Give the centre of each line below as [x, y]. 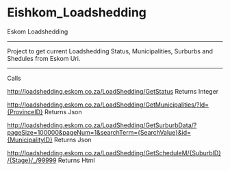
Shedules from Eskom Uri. [44, 58]
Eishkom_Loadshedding [77, 13]
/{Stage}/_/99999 [32, 160]
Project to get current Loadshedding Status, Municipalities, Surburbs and [110, 51]
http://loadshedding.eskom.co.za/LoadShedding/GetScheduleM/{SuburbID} [114, 153]
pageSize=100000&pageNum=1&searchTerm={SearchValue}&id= [99, 132]
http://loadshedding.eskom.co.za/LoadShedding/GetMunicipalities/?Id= [108, 105]
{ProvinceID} [25, 111]
